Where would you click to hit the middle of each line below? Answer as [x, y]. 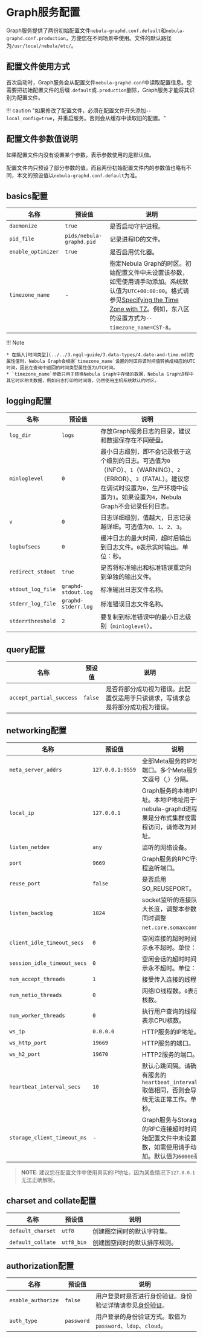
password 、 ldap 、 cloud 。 [131, 1326]
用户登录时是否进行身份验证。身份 [144, 1296]
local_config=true [29, 118]
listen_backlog [31, 913]
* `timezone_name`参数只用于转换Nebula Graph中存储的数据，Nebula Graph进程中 [100, 374]
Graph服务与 [160, 1120]
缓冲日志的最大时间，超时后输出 [146, 538]
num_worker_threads [37, 1015]
